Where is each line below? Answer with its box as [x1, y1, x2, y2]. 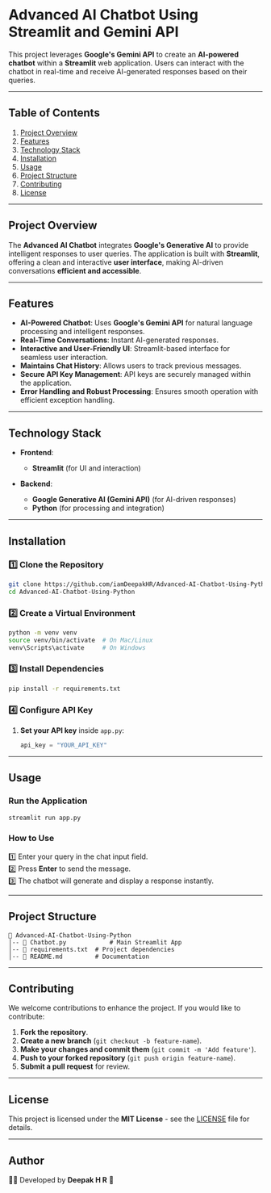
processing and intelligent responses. [19, 327, 145, 337]
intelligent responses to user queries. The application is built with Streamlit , [8, 249, 261, 258]
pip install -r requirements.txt [8, 684, 121, 693]
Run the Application [8, 795, 88, 806]
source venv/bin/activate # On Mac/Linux [8, 636, 153, 644]
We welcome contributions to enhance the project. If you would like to [8, 1003, 241, 1013]
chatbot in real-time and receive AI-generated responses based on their [8, 66, 248, 76]
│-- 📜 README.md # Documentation [8, 952, 150, 961]
